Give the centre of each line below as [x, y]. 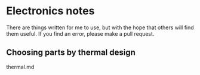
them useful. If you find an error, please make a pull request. [80, 33]
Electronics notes [50, 11]
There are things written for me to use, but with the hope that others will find [100, 27]
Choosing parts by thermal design [71, 53]
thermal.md [20, 67]
